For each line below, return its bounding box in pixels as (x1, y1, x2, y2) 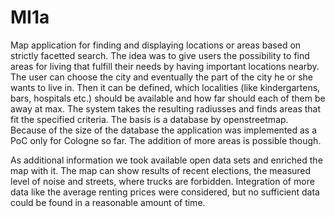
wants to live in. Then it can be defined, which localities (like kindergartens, (10, 81, 321, 93)
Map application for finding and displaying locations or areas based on (10, 39, 302, 51)
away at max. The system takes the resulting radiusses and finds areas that (10, 102, 322, 115)
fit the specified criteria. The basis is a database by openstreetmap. (10, 113, 289, 125)
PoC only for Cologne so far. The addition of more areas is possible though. (10, 134, 322, 146)
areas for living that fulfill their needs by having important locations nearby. (10, 60, 320, 72)
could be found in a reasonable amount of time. (10, 196, 206, 208)
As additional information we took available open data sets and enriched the (10, 154, 323, 166)
